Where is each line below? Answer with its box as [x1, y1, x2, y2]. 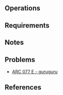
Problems [4, 55, 35, 64]
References [4, 83, 41, 92]
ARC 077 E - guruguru [11, 68, 58, 74]
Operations [4, 4, 40, 13]
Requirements [4, 21, 49, 30]
